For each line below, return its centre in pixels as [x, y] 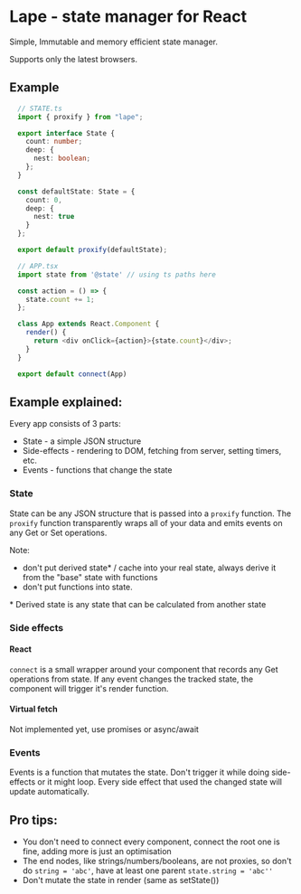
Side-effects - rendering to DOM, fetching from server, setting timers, [152, 451]
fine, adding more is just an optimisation [97, 852]
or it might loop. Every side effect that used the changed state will [160, 782]
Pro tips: [33, 820]
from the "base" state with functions [90, 577]
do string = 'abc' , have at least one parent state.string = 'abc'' [148, 870]
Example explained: [66, 402]
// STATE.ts [40, 108]
